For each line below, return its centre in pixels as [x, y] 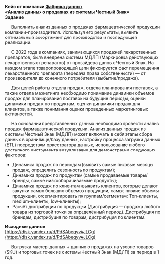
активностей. [19, 114]
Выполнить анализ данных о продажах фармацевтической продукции [85, 27]
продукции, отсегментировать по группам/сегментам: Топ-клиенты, [85, 196]
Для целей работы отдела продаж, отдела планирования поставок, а [85, 88]
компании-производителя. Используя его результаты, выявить [72, 32]
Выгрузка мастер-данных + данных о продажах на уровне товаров [83, 247]
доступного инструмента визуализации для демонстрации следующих [80, 150]
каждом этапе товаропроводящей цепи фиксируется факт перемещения [82, 68]
